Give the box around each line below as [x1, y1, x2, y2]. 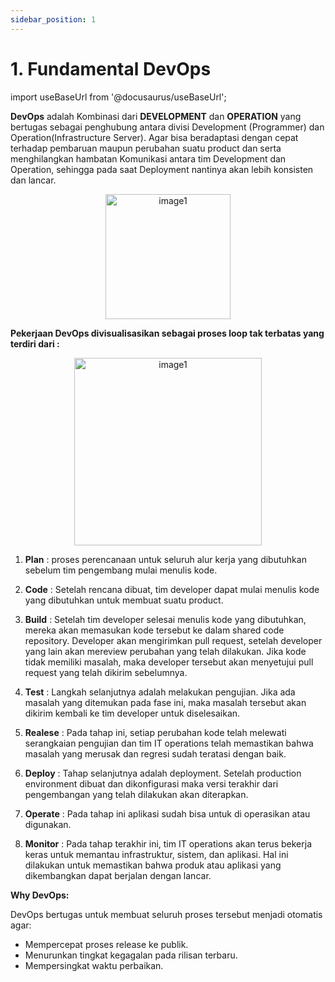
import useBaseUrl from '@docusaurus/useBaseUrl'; [10, 91, 227, 103]
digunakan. [24, 818, 72, 830]
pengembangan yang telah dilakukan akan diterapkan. [24, 788, 249, 800]
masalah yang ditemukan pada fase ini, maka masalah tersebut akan [24, 696, 307, 708]
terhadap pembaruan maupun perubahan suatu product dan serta [10, 142, 282, 154]
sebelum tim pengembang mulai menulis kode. [24, 564, 218, 576]
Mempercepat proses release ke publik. [24, 938, 189, 950]
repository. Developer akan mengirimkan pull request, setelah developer [24, 634, 323, 646]
